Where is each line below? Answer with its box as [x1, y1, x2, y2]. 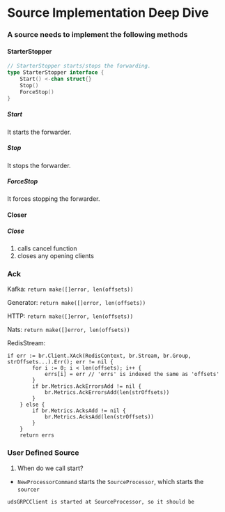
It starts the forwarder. [7, 128, 72, 136]
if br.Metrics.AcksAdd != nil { [32, 407, 127, 414]
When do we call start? [17, 464, 84, 472]
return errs [20, 432, 54, 439]
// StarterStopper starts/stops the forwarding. [7, 63, 151, 70]
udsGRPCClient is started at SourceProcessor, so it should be [7, 498, 195, 505]
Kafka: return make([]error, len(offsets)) [7, 285, 134, 294]
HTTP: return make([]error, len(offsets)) [7, 312, 134, 320]
